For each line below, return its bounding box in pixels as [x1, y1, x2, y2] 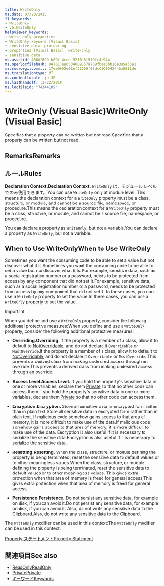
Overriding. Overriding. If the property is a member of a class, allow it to [12, 338, 158, 344]
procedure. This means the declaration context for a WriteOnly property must [5, 205, 159, 211]
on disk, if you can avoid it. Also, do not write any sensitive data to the [12, 506, 153, 512]
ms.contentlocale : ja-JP [5, 75, 56, 80]
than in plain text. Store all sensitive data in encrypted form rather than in [12, 409, 158, 415]
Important [5, 309, 25, 315]
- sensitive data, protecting [5, 44, 67, 48]
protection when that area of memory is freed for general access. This [12, 475, 152, 481]
